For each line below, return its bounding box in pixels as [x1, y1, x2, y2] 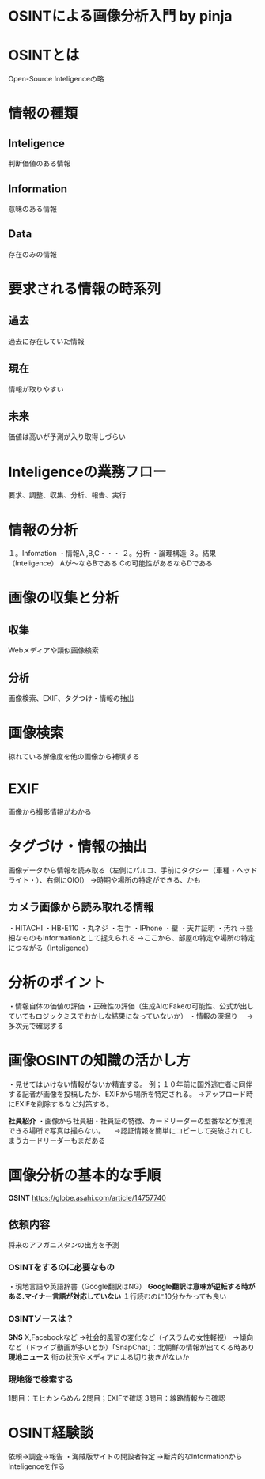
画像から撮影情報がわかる [8, 807, 92, 816]
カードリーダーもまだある [21, 1136, 105, 1145]
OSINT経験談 [8, 1424, 93, 1442]
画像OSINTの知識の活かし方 [8, 1051, 191, 1069]
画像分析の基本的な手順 [8, 1166, 161, 1184]
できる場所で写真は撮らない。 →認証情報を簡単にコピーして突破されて [8, 1125, 245, 1135]
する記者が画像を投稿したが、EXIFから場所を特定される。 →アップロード [8, 1089, 247, 1099]
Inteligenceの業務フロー [8, 463, 168, 481]
